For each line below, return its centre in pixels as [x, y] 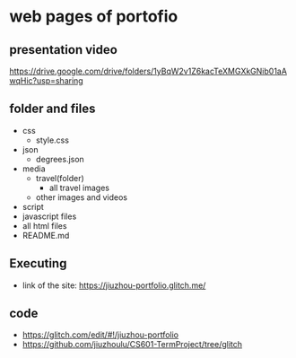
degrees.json [60, 159]
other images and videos [82, 197]
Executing [38, 263]
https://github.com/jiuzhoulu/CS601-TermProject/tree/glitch [132, 345]
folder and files [52, 109]
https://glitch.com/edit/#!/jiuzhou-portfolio [100, 335]
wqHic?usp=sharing [46, 81]
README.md [46, 235]
